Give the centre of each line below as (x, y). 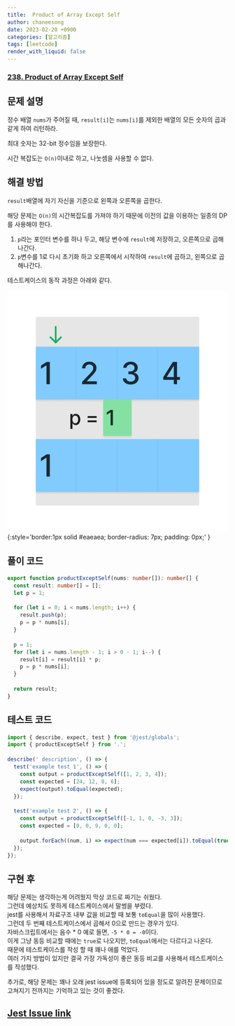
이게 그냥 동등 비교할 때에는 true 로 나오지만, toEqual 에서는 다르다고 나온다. (110, 941)
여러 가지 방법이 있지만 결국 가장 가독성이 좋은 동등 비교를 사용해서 (98, 958)
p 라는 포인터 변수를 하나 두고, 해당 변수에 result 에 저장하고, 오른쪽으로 (114, 239)
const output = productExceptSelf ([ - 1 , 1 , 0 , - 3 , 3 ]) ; (101, 819)
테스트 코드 (30, 720)
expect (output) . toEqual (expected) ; (72, 789)
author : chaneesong (36, 22)
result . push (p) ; (44, 615)
